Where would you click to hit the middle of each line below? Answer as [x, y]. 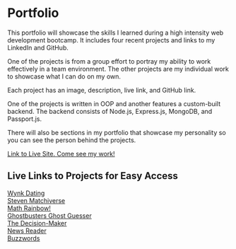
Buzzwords [24, 238]
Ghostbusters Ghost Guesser [49, 215]
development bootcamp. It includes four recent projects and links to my [111, 40]
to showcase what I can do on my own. [64, 76]
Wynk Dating [26, 193]
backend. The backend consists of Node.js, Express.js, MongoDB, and [110, 111]
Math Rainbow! [29, 208]
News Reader [27, 231]
